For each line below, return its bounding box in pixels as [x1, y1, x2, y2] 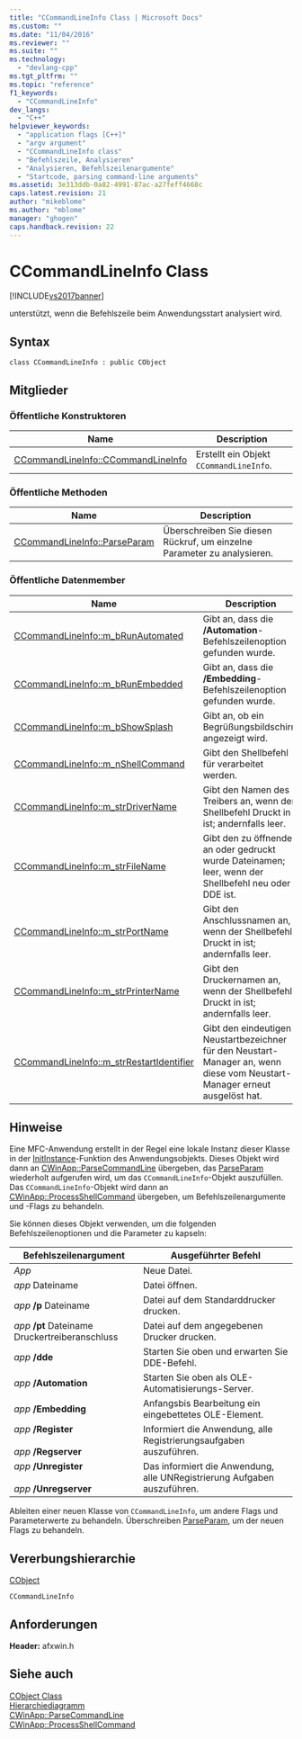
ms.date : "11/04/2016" [9, 30, 94, 39]
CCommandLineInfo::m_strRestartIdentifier [13, 1055, 195, 1068]
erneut [242, 1078, 271, 1090]
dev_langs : [9, 105, 50, 114]
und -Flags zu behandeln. [9, 1201, 105, 1212]
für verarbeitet [202, 757, 264, 770]
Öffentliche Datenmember [9, 574, 126, 587]
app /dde [13, 1351, 54, 1364]
